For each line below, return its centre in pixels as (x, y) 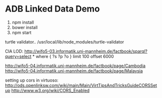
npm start (22, 32)
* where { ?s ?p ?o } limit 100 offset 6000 (73, 56)
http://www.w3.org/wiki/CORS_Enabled (51, 90)
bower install (25, 27)
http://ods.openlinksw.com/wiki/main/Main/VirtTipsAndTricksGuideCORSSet (81, 85)
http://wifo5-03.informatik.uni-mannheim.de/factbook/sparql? (86, 51)
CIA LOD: (14, 51)
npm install (23, 22)
